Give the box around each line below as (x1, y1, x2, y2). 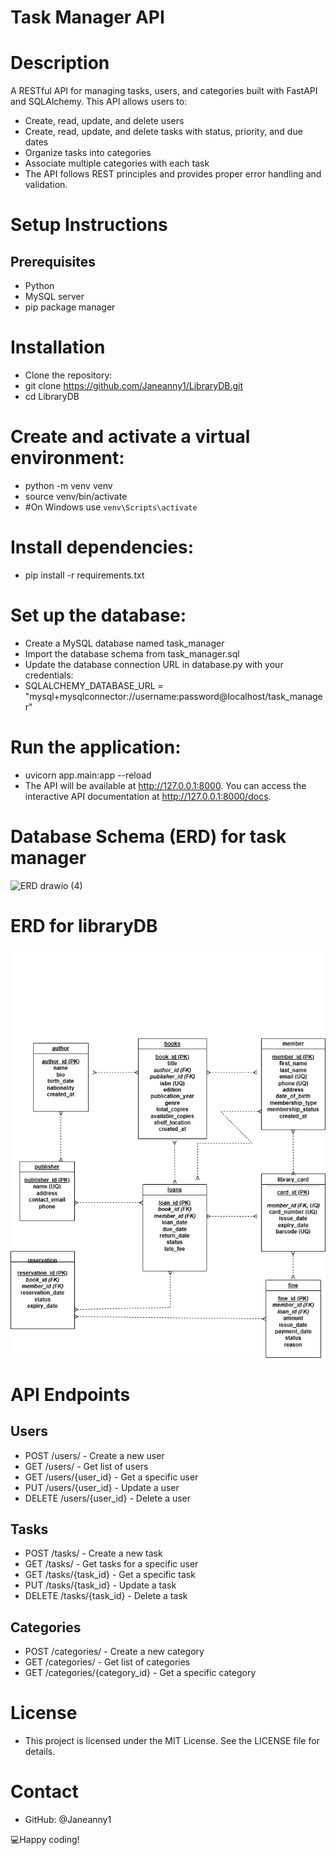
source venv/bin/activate (24, 491, 128, 502)
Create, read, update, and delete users (24, 115, 185, 127)
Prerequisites (10, 253, 96, 270)
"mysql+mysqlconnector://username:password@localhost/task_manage (24, 690, 323, 702)
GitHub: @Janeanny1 (24, 1814, 112, 1826)
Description (10, 52, 110, 75)
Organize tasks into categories (24, 147, 152, 159)
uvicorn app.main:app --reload (24, 769, 152, 781)
